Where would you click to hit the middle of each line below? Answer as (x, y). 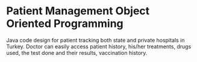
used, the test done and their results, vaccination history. (77, 52)
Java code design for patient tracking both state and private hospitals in (95, 40)
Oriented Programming (65, 24)
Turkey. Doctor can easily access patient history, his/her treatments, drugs (99, 46)
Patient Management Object (78, 11)
